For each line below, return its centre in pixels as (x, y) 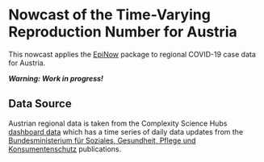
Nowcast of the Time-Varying (110, 15)
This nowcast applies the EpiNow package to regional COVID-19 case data (132, 54)
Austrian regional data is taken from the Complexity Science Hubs (118, 123)
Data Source (40, 104)
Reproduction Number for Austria (123, 32)
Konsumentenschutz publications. (65, 149)
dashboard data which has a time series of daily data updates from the (126, 131)
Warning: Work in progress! (56, 78)
